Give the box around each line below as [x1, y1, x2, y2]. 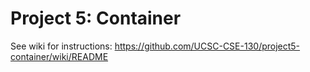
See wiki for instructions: [10, 40, 113, 52]
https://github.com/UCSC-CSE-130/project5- [114, 40, 301, 52]
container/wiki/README [10, 50, 109, 62]
